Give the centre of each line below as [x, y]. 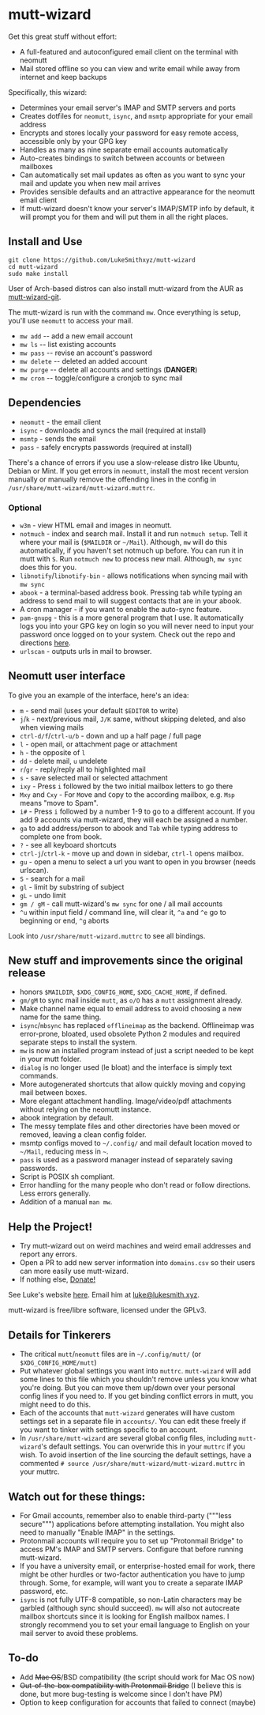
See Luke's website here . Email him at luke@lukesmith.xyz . [104, 1295]
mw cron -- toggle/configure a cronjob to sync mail [101, 378]
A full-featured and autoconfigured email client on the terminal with [129, 51]
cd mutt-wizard [33, 266]
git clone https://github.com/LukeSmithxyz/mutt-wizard [102, 260]
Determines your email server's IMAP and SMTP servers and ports [128, 108]
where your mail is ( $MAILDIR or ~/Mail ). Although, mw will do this [123, 542]
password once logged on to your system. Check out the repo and [127, 634]
